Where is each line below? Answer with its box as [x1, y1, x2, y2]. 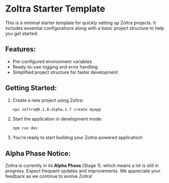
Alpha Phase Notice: [5, 149, 71, 158]
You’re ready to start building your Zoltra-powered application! [12, 135, 143, 141]
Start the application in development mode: [12, 116, 102, 122]
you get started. [5, 30, 39, 36]
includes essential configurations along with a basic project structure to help [5, 25, 164, 31]
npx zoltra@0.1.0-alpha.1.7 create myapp [12, 107, 101, 112]
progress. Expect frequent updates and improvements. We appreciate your [5, 168, 161, 174]
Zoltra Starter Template [5, 3, 105, 15]
